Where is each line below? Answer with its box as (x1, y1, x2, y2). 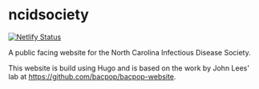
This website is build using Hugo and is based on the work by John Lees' (8, 63, 250, 73)
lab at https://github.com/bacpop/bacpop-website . (8, 71, 176, 81)
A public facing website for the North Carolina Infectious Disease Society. (8, 47, 251, 57)
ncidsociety (8, 6, 90, 24)
